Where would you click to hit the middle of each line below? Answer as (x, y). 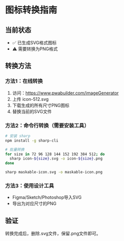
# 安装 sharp (18, 136)
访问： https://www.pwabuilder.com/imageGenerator (65, 93)
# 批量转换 (15, 149)
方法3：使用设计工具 (30, 186)
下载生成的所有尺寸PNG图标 (41, 105)
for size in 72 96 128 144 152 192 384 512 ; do (55, 154)
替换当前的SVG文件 (32, 111)
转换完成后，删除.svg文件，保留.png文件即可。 (53, 234)
